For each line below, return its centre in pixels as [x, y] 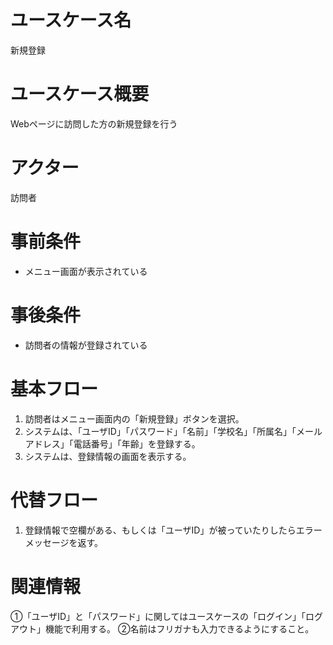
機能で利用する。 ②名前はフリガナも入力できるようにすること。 [179, 628]
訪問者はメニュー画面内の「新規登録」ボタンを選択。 [134, 418]
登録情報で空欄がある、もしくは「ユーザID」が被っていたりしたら [160, 530]
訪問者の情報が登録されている [86, 345]
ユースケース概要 [80, 94]
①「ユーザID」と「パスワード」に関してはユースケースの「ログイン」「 [158, 616]
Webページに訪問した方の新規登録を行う [94, 123]
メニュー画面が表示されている [86, 271]
